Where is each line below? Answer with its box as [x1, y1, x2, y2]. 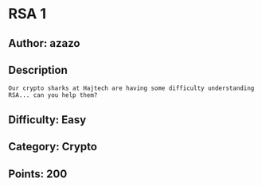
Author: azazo [8, 37, 80, 50]
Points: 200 [8, 167, 68, 180]
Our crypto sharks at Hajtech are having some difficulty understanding [8, 84, 255, 92]
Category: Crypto [8, 140, 98, 153]
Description [8, 63, 68, 76]
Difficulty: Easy [8, 113, 87, 126]
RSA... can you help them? [8, 91, 98, 99]
